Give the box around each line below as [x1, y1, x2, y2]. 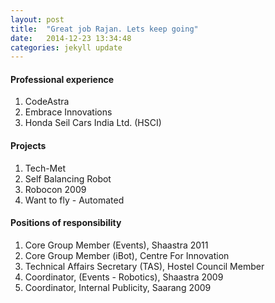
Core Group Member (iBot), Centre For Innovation [24, 249, 230, 261]
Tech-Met [24, 162, 67, 174]
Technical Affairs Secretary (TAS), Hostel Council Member [24, 260, 265, 272]
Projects [10, 140, 47, 152]
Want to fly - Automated [24, 194, 125, 206]
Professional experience [10, 73, 115, 85]
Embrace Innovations [24, 106, 113, 118]
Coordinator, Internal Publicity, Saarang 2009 [24, 281, 212, 293]
